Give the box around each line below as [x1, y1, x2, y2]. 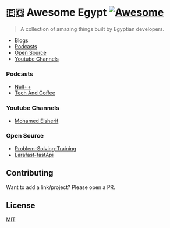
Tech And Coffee [14, 89, 55, 96]
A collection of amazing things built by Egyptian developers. [20, 25, 165, 32]
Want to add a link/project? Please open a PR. [6, 184, 115, 191]
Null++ [14, 83, 31, 90]
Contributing [6, 168, 54, 178]
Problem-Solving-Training [14, 145, 77, 152]
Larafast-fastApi [14, 151, 54, 158]
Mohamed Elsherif [14, 117, 59, 124]
